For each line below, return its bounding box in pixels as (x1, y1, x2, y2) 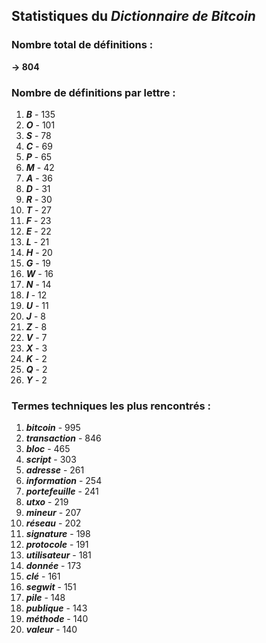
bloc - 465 (25, 443, 71, 455)
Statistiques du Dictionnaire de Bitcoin (11, 8, 256, 25)
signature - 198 (25, 528, 91, 540)
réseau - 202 (25, 517, 82, 529)
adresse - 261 (25, 464, 85, 476)
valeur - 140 (25, 624, 78, 636)
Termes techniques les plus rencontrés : (11, 399, 211, 413)
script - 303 (25, 454, 77, 466)
